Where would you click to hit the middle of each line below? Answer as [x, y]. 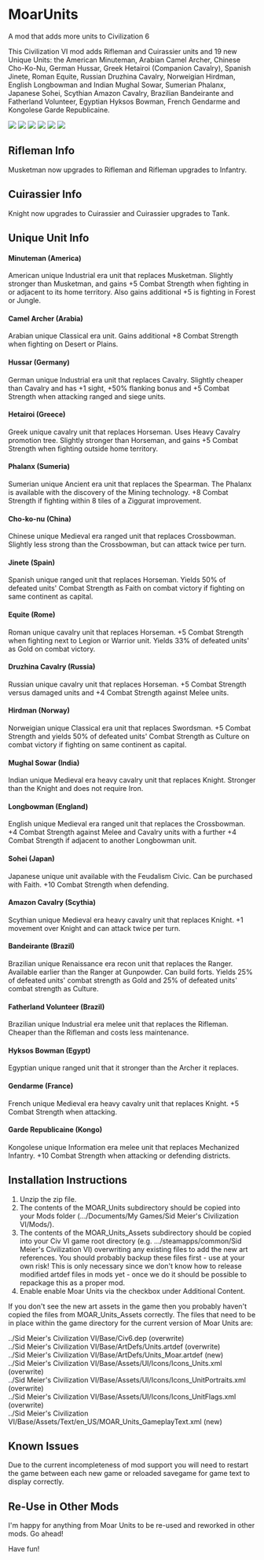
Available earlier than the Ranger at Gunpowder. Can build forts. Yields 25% [130, 972]
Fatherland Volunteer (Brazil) [57, 1006]
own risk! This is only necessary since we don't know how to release [130, 1265]
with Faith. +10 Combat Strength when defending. [88, 884]
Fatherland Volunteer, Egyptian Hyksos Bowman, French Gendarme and [124, 101]
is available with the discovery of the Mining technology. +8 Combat [118, 492]
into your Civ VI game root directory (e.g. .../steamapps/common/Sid [130, 1241]
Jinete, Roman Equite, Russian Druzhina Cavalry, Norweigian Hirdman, [122, 76]
